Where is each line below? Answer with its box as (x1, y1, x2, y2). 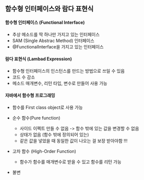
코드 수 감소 (12, 74, 36, 80)
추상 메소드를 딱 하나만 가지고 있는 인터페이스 (12, 31, 100, 37)
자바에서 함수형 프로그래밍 (5, 92, 55, 98)
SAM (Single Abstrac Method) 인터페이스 (12, 38, 95, 44)
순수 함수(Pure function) (12, 115, 61, 121)
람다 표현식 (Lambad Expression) (5, 56, 72, 62)
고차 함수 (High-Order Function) (12, 148, 77, 154)
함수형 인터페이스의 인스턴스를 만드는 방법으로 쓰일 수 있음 (12, 68, 125, 74)
